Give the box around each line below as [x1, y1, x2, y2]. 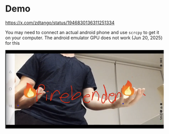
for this [5, 40, 20, 46]
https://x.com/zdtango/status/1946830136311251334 [5, 20, 115, 26]
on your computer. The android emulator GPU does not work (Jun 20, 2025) [5, 35, 162, 41]
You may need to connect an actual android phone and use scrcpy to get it [5, 29, 159, 35]
